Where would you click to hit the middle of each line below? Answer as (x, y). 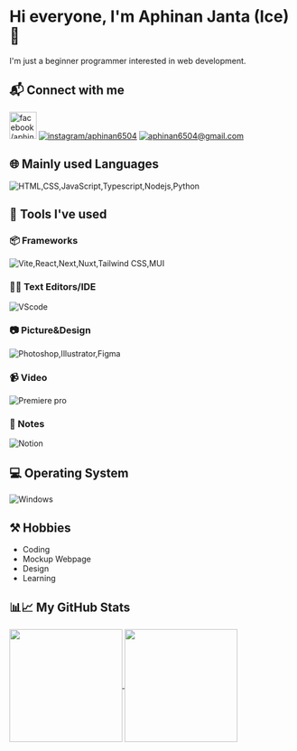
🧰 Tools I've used (58, 214)
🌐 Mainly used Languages (84, 164)
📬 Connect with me (67, 91)
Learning (39, 579)
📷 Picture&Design (51, 330)
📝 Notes (27, 424)
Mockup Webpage (57, 559)
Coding (36, 550)
